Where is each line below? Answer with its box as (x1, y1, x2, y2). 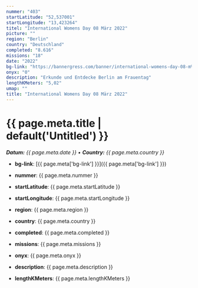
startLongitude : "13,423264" (6, 20, 78, 25)
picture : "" (6, 31, 35, 37)
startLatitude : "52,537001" (6, 14, 75, 20)
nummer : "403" (6, 8, 41, 15)
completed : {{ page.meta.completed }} (14, 229, 110, 236)
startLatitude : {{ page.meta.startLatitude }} (14, 183, 121, 190)
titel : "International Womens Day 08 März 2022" (6, 25, 128, 31)
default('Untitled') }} (6, 129, 109, 143)
